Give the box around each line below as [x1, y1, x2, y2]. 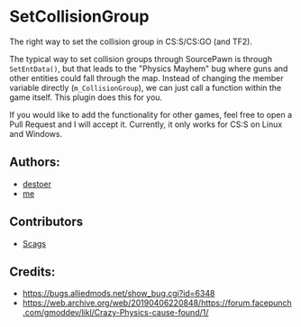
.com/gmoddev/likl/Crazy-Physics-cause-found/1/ [22, 307, 209, 318]
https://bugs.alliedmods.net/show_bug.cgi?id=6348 [22, 288, 215, 299]
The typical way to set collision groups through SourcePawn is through [9, 53, 273, 64]
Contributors [9, 214, 84, 230]
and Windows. [9, 128, 63, 139]
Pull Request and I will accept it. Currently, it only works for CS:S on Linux [9, 119, 283, 130]
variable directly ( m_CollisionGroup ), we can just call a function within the [9, 82, 282, 93]
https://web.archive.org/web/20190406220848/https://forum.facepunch [22, 297, 293, 308]
